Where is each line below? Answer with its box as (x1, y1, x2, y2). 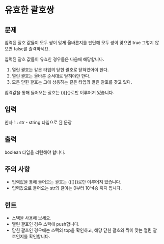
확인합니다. (28, 234, 50, 240)
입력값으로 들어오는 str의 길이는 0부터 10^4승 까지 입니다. (11, 185, 122, 191)
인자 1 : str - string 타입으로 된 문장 (4, 119, 72, 125)
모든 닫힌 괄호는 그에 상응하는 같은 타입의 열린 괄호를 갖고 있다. (11, 79, 132, 85)
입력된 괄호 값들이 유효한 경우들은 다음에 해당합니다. (4, 56, 104, 62)
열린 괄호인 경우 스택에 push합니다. (11, 221, 80, 227)
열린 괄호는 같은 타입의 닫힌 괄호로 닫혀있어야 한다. (11, 67, 109, 72)
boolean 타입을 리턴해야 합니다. (4, 149, 66, 155)
